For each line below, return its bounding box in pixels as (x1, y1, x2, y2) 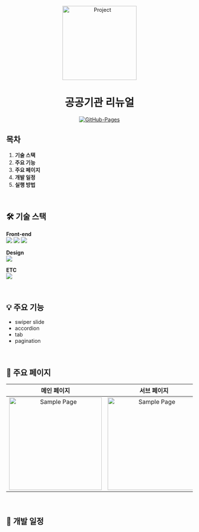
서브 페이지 (139, 387, 169, 395)
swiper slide (14, 318, 44, 326)
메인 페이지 (41, 387, 70, 395)
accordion (14, 325, 40, 332)
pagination (14, 337, 41, 345)
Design (6, 249, 24, 256)
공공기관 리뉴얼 (65, 96, 134, 110)
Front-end (6, 230, 31, 237)
